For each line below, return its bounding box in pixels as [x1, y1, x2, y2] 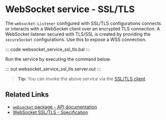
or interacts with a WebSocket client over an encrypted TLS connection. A [5, 25, 160, 31]
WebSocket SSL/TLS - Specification [12, 109, 88, 115]
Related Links [5, 90, 49, 99]
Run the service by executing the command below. [5, 56, 111, 62]
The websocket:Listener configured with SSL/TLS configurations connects [5, 20, 161, 26]
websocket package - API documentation [12, 104, 97, 110]
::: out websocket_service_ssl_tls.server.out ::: [5, 66, 101, 72]
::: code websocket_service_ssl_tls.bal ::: [5, 46, 90, 52]
